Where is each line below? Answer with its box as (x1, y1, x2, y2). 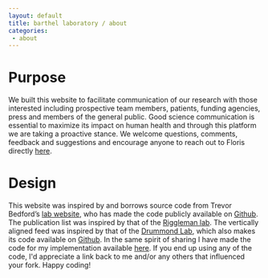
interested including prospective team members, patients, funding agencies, (8, 103, 261, 113)
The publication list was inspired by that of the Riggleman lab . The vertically (8, 218, 259, 228)
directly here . (8, 146, 52, 156)
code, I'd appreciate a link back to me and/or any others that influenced (8, 252, 246, 261)
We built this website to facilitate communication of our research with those (8, 95, 258, 105)
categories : (8, 26, 48, 34)
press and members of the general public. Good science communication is (8, 112, 255, 122)
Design (8, 174, 57, 192)
